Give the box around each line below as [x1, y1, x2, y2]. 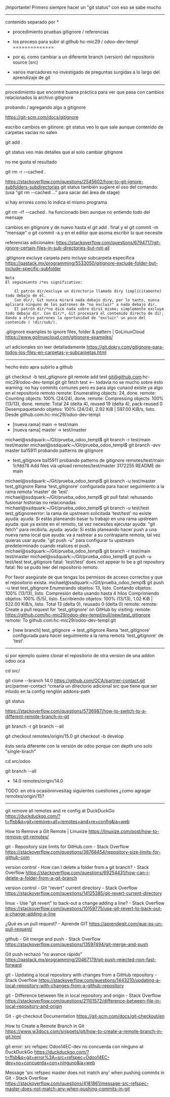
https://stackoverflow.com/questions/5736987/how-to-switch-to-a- [5, 708, 147, 714]
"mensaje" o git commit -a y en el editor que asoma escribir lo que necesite [5, 230, 163, 236]
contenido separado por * [5, 19, 59, 25]
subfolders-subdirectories [5, 184, 60, 190]
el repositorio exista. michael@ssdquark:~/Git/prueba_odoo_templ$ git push [5, 579, 164, 586]
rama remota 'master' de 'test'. [5, 489, 69, 495]
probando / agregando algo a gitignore [5, 104, 86, 110]
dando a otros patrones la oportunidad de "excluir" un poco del [5, 315, 146, 320]
